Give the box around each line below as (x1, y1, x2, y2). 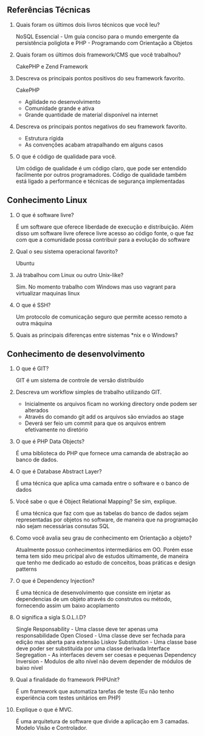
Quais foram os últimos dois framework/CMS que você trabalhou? (15, 51, 182, 58)
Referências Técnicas (7, 5, 90, 15)
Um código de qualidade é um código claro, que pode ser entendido (15, 164, 187, 172)
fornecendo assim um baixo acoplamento (15, 602, 120, 610)
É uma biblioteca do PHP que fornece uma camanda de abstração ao (15, 450, 189, 457)
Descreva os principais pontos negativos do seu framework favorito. (15, 123, 187, 130)
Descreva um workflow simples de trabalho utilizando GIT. (15, 388, 162, 396)
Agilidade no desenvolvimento (24, 98, 101, 105)
